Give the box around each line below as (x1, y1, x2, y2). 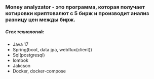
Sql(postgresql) (12, 52, 45, 58)
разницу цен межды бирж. (5, 16, 76, 23)
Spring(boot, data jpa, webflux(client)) (12, 46, 93, 52)
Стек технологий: (5, 29, 45, 35)
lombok (12, 57, 29, 63)
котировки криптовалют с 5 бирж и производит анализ (5, 10, 149, 17)
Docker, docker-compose (12, 68, 66, 74)
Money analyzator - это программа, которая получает (5, 4, 145, 11)
